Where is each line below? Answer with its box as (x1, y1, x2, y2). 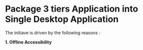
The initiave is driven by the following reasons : (5, 30, 101, 35)
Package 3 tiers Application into (5, 3, 139, 15)
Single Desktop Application (5, 14, 119, 25)
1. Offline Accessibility (5, 39, 52, 45)
